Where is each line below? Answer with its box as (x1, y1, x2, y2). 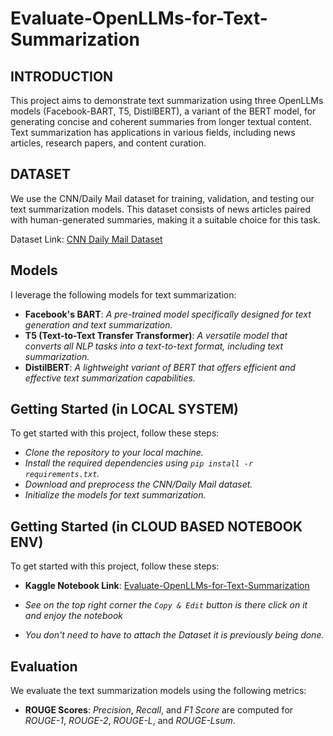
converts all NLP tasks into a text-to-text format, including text (24, 340, 284, 352)
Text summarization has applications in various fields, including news (10, 127, 296, 138)
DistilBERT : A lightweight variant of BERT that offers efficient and (24, 361, 296, 373)
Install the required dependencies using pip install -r (24, 457, 254, 469)
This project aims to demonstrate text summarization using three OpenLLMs (10, 95, 324, 106)
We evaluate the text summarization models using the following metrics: (10, 685, 307, 697)
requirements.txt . (24, 468, 100, 480)
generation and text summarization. (24, 318, 173, 331)
